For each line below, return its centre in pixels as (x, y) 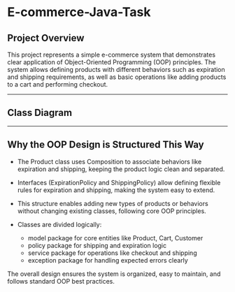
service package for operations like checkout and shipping (112, 253)
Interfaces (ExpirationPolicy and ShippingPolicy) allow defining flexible (119, 182)
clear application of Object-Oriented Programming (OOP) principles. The (112, 62)
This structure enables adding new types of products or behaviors (113, 203)
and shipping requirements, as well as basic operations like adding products (117, 77)
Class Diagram (40, 113)
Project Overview (46, 38)
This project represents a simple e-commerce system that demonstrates (111, 54)
